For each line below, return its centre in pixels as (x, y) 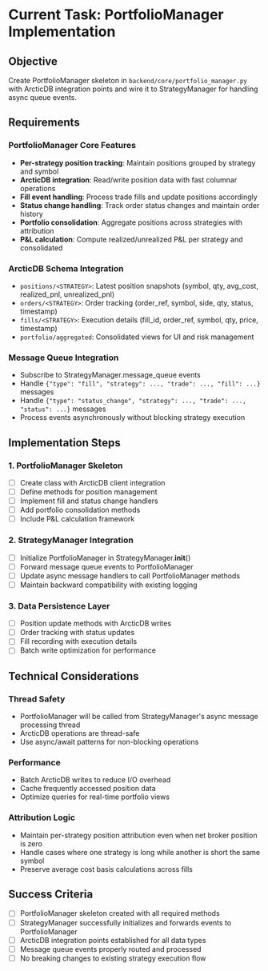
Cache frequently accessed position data (88, 789)
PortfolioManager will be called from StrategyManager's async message (139, 717)
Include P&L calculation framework (77, 519)
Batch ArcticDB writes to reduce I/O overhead (95, 780)
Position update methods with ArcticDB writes (96, 623)
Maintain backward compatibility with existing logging (108, 585)
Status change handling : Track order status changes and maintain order (140, 205)
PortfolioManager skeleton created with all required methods (120, 913)
